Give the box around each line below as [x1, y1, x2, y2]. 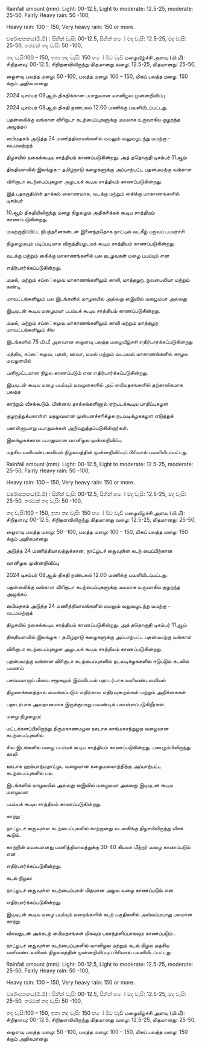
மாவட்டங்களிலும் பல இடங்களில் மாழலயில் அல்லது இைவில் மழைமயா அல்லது [6, 295, 187, 302]
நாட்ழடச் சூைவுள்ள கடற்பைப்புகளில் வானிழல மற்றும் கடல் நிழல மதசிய [6, 942, 169, 949]
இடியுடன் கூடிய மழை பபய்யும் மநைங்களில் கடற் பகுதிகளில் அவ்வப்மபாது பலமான [6, 911, 193, 918]
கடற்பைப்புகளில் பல [6, 769, 53, 776]
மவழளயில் [6, 357, 32, 364]
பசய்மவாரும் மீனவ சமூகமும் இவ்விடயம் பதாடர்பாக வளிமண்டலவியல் [6, 677, 166, 683]
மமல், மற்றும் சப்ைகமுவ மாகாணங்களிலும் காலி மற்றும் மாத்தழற [6, 319, 159, 326]
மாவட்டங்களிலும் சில [6, 326, 55, 333]
